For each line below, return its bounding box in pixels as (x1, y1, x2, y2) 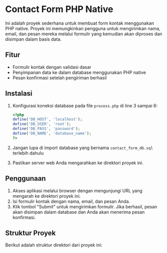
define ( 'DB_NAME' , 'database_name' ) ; (12, 131, 92, 136)
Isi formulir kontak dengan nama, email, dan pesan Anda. (12, 198, 130, 204)
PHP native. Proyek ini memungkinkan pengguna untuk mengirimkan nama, (5, 25, 160, 31)
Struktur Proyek (5, 229, 56, 237)
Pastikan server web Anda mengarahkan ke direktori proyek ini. (12, 160, 144, 166)
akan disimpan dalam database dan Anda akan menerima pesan (12, 209, 145, 215)
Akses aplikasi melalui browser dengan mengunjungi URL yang (12, 187, 143, 194)
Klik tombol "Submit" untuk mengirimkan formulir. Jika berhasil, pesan (12, 203, 157, 209)
